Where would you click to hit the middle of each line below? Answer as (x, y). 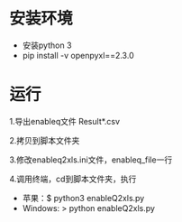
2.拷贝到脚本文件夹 (45, 140)
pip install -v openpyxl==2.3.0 (78, 55)
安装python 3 (47, 45)
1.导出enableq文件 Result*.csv (64, 121)
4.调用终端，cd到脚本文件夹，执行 (73, 179)
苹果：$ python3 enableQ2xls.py (83, 198)
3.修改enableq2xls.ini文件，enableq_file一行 (91, 160)
